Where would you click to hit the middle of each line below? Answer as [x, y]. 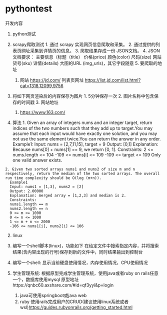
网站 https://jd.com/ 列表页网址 [52, 80]
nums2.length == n [29, 208]
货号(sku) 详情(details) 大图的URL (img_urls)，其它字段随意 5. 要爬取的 [85, 63]
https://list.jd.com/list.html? [113, 80]
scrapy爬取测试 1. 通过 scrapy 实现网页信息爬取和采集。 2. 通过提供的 [84, 44]
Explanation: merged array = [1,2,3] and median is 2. [68, 195]
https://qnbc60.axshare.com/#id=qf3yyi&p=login [63, 285]
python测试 [24, 33]
